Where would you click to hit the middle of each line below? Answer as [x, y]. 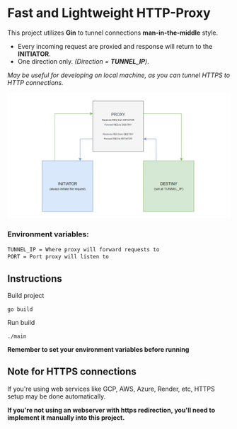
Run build [21, 323]
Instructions [35, 279]
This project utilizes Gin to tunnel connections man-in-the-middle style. [112, 33]
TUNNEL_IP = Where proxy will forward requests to [83, 250]
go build [20, 309]
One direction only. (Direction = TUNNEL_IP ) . [83, 61]
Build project [26, 296]
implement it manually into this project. [66, 417]
